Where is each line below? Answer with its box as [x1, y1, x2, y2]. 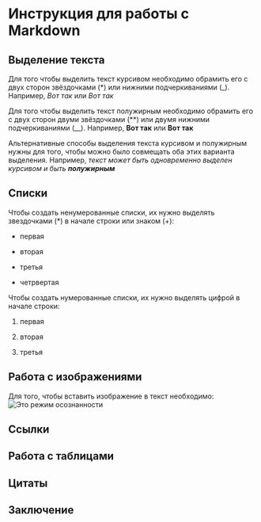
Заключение [8, 504, 74, 517]
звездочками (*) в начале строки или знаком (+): [8, 215, 175, 226]
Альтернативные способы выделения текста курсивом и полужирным [8, 139, 248, 147]
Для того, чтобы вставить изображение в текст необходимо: [8, 391, 214, 401]
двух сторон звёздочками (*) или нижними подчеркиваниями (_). [8, 82, 230, 92]
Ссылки [8, 423, 50, 436]
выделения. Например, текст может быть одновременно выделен [8, 155, 233, 165]
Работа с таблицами [8, 449, 115, 463]
